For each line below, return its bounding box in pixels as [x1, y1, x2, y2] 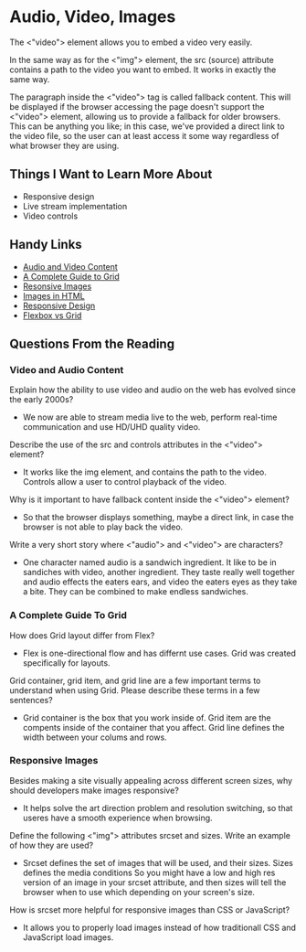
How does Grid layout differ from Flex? [9, 629, 155, 641]
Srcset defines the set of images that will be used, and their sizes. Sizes [22, 857, 294, 868]
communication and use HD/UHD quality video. [22, 422, 201, 433]
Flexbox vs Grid [22, 309, 82, 321]
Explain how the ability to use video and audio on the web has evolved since [9, 384, 297, 395]
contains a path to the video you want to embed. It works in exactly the [9, 64, 277, 75]
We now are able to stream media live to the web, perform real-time [22, 412, 278, 423]
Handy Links [9, 237, 82, 252]
